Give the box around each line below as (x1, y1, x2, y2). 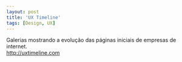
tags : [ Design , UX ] (6, 20, 56, 26)
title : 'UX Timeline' (6, 14, 61, 20)
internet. (6, 43, 27, 50)
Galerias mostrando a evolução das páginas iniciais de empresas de (6, 37, 177, 44)
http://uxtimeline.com (6, 49, 60, 57)
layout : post (6, 8, 39, 15)
